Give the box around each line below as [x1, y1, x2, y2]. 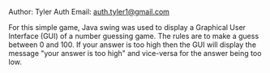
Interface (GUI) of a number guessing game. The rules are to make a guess [8, 32, 259, 41]
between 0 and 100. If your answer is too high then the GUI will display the [8, 40, 257, 49]
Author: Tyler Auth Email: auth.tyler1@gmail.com [8, 7, 170, 16]
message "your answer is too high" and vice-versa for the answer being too [8, 49, 262, 58]
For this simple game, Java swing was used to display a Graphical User [8, 23, 246, 32]
